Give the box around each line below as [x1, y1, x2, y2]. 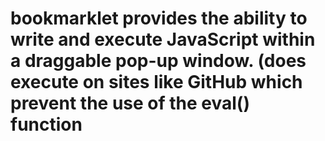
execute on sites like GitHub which [10, 71, 303, 94]
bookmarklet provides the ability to [10, 7, 308, 30]
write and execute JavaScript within [10, 28, 316, 51]
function [10, 113, 83, 136]
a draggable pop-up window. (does [10, 50, 307, 72]
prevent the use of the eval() [10, 92, 250, 115]
